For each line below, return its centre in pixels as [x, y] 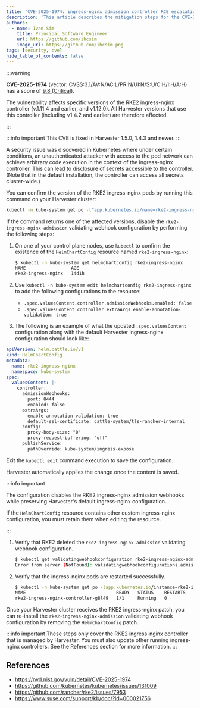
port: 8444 [41, 399]
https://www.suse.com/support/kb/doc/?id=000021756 [82, 698]
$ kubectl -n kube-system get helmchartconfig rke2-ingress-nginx [99, 262]
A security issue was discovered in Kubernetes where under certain [89, 149]
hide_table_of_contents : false [45, 56]
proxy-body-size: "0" [54, 433]
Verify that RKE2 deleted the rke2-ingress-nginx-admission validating [100, 542]
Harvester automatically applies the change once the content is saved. [93, 472]
